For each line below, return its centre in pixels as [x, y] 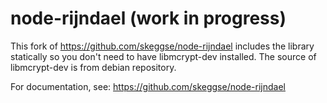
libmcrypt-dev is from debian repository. [93, 67]
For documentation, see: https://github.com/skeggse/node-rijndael [148, 86]
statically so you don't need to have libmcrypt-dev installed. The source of [163, 56]
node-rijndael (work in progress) [148, 18]
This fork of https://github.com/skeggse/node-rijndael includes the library [162, 46]
